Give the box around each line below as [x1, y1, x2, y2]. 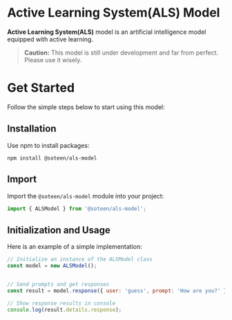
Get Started [7, 80, 75, 96]
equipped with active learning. [7, 35, 93, 43]
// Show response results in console [7, 299, 116, 307]
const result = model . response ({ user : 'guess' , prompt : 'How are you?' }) [7, 287, 230, 294]
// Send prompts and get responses [7, 281, 110, 288]
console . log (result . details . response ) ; [7, 306, 122, 313]
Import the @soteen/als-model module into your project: [7, 191, 164, 200]
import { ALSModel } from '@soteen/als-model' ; [7, 205, 147, 212]
